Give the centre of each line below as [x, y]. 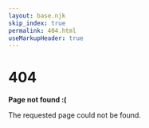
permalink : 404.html [43, 30]
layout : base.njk [37, 16]
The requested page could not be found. [75, 115]
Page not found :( [37, 100]
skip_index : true [37, 23]
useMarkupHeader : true [46, 38]
